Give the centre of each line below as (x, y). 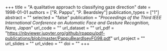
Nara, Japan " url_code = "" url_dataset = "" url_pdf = (60, 28)
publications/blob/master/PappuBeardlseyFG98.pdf (58, 38)
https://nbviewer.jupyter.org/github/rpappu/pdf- (56, 33)
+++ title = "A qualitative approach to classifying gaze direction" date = (78, 7)
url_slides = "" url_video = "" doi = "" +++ (47, 43)
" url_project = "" (128, 38)
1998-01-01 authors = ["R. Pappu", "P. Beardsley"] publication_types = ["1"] (82, 12)
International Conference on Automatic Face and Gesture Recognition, (78, 23)
